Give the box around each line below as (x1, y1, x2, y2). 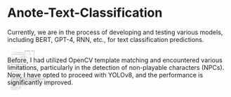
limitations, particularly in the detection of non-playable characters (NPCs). (7, 64, 225, 72)
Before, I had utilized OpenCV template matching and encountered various (7, 56, 223, 64)
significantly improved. (7, 78, 74, 87)
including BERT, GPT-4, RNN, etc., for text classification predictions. (7, 35, 204, 43)
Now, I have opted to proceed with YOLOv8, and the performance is (7, 71, 204, 80)
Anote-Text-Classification (7, 5, 163, 21)
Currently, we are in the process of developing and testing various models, (7, 28, 223, 36)
